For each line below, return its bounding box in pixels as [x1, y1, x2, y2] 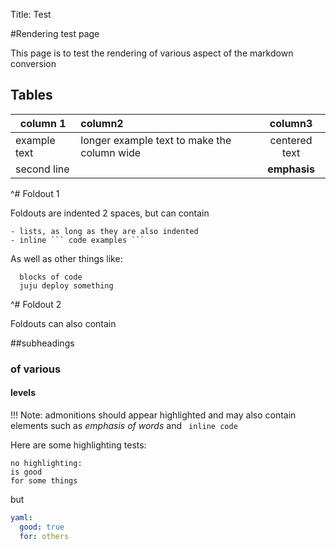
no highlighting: [10, 458, 83, 468]
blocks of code [19, 272, 83, 282]
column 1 [19, 116, 67, 130]
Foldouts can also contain [10, 317, 117, 329]
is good [10, 467, 43, 477]
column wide [80, 145, 142, 159]
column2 [80, 116, 124, 130]
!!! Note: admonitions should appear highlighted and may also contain [10, 409, 297, 421]
